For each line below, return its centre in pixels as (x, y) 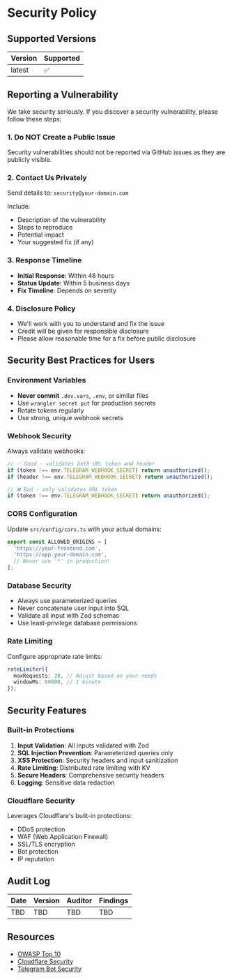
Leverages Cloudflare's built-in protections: (70, 816)
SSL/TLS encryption (46, 844)
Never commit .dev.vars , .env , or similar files (83, 395)
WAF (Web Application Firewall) (63, 837)
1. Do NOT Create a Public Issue (61, 137)
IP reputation (36, 859)
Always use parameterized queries (67, 601)
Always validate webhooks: (46, 451)
